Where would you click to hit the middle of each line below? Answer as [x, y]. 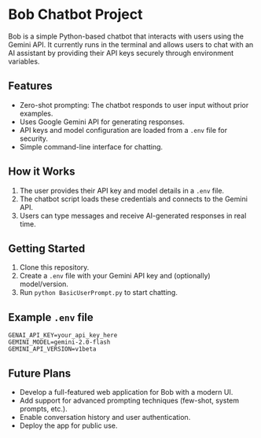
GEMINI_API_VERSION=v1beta [52, 349]
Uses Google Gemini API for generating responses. [102, 121]
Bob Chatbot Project [75, 15]
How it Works [42, 172]
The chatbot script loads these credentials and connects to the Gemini [133, 199]
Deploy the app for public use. [68, 425]
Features [30, 86]
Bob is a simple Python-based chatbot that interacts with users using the [126, 36]
